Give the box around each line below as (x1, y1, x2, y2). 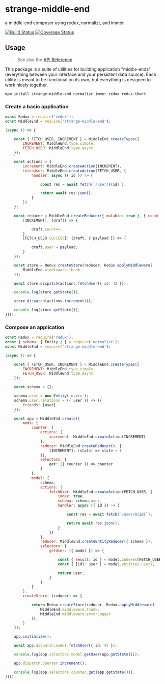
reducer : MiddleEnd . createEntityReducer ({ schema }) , (40, 539, 153, 544)
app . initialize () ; (14, 634, 52, 639)
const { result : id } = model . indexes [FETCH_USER (57, 557, 162, 562)
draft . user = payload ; (31, 245, 78, 250)
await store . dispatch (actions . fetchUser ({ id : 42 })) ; (14, 281, 129, 286)
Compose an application (5, 324, 65, 330)
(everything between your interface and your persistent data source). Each (5, 71, 156, 77)
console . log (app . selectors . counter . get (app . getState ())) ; (14, 670, 135, 675)
